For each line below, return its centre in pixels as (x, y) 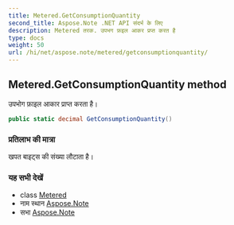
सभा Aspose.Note (47, 212)
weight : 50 (26, 45)
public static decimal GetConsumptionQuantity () (90, 119)
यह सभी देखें (26, 177)
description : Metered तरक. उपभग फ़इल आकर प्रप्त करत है (92, 30)
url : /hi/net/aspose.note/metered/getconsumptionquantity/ (108, 52)
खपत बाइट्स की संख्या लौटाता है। (51, 157)
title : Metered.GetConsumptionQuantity (74, 16)
